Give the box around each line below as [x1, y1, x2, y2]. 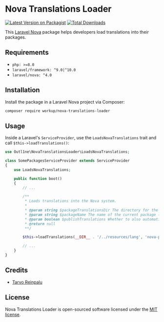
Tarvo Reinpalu [12, 279, 42, 285]
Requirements [5, 48, 49, 57]
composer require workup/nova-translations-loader [5, 108, 110, 113]
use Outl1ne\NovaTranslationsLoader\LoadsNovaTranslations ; [5, 150, 130, 154]
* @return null [24, 221, 56, 226]
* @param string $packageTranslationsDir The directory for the [24, 208, 159, 213]
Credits [5, 266, 28, 275]
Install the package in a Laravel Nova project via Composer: [5, 99, 125, 105]
